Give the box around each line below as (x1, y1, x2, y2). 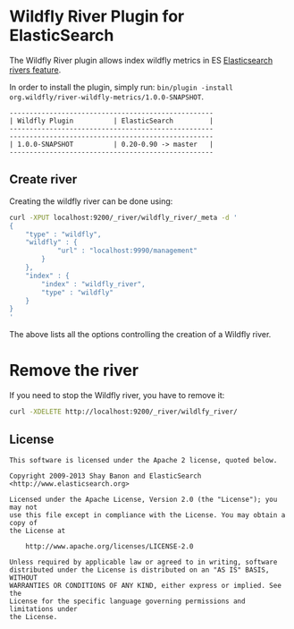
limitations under (9, 604, 78, 614)
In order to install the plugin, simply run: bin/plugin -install (9, 81, 234, 92)
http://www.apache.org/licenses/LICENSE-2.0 (25, 541, 194, 551)
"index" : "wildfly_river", (41, 279, 146, 288)
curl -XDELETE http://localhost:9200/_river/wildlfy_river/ (9, 407, 239, 417)
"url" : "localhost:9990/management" (56, 246, 198, 256)
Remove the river (9, 361, 139, 381)
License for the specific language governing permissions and (9, 597, 246, 606)
